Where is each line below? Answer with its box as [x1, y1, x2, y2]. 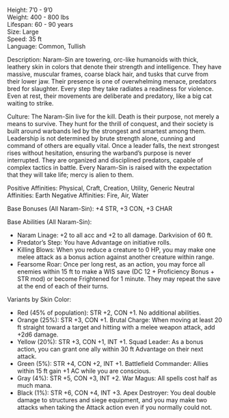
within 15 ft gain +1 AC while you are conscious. [16, 367, 151, 375]
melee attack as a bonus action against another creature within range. [16, 253, 215, 261]
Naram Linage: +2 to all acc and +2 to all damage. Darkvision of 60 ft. [16, 231, 213, 239]
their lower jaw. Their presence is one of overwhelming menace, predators [7, 77, 217, 85]
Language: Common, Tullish [7, 42, 86, 50]
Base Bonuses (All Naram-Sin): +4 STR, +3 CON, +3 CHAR [7, 205, 173, 212]
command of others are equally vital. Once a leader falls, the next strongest [7, 142, 219, 149]
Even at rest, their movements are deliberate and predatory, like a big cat [7, 92, 212, 100]
